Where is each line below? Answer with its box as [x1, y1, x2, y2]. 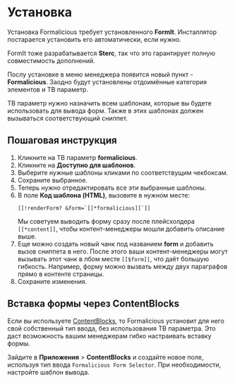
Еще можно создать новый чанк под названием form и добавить [17, 239, 214, 248]
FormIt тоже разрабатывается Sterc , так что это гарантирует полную [7, 49, 215, 57]
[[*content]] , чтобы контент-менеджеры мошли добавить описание [17, 224, 225, 233]
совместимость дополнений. [7, 56, 95, 64]
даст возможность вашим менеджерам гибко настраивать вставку [7, 331, 212, 340]
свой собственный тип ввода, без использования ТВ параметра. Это [7, 324, 217, 333]
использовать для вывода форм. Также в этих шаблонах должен [7, 106, 204, 115]
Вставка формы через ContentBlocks [7, 298, 180, 310]
